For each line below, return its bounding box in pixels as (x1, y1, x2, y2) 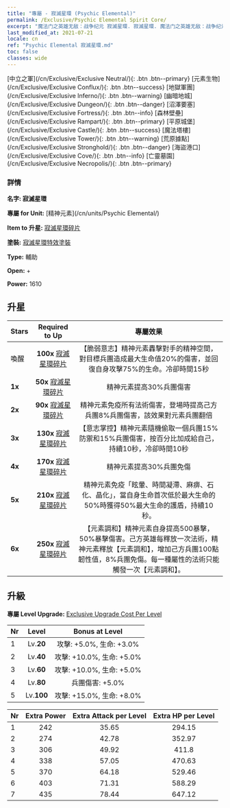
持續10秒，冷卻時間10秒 (109, 444, 189, 453)
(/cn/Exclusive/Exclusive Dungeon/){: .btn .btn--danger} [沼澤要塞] (7, 100, 196, 108)
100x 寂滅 (36, 348, 70, 358)
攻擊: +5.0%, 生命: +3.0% (57, 639, 140, 649)
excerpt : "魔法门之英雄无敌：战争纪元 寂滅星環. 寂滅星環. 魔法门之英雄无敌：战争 (7, 23, 216, 29)
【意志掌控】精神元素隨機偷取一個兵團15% (79, 423, 219, 433)
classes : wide (7, 55, 48, 62)
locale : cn (7, 36, 38, 43)
